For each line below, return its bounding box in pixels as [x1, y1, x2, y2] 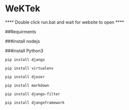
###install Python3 [5, 48, 44, 54]
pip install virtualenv [5, 66, 54, 71]
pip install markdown [5, 83, 50, 88]
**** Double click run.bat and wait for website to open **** [5, 19, 124, 25]
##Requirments [5, 28, 36, 34]
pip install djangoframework [5, 100, 65, 105]
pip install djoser [5, 74, 45, 79]
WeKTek [5, 3, 40, 14]
